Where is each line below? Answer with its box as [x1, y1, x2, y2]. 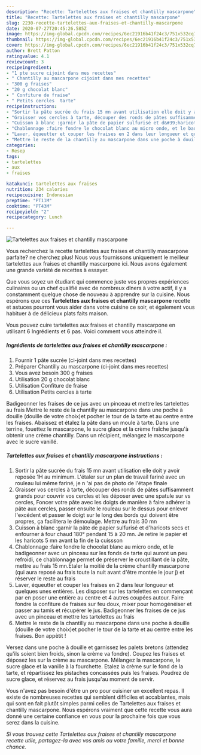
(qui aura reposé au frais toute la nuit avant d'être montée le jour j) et [14, 569, 185, 576]
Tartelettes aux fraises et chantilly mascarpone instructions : [6, 452, 163, 459]
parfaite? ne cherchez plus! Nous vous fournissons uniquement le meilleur [6, 254, 190, 261]
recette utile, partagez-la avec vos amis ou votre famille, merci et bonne [6, 737, 185, 744]
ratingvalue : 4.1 [6, 53, 50, 59]
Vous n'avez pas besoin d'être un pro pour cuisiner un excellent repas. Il [6, 687, 184, 695]
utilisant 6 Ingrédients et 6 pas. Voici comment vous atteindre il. [6, 328, 163, 335]
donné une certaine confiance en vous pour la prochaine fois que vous [6, 713, 181, 720]
